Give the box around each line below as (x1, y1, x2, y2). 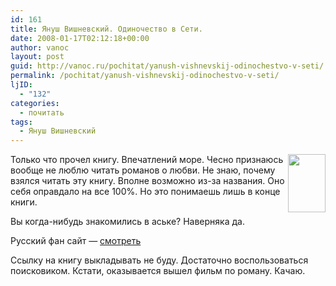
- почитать (19, 107, 65, 118)
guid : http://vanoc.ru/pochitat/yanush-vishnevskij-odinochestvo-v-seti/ (10, 61, 325, 71)
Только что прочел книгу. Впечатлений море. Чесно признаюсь (10, 154, 284, 166)
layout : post (10, 52, 65, 62)
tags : (10, 117, 33, 127)
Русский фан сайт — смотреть (10, 235, 142, 247)
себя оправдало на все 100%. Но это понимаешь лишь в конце (10, 186, 281, 198)
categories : (10, 98, 60, 108)
